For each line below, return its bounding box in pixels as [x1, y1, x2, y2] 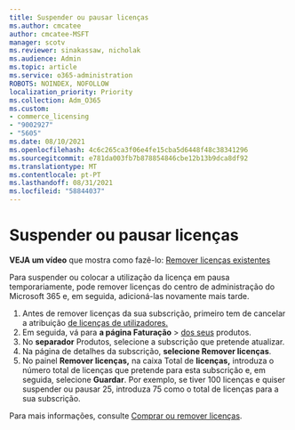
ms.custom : [9, 104, 50, 113]
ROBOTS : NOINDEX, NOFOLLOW [9, 79, 109, 88]
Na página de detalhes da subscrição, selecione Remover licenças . [21, 345, 272, 356]
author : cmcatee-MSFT [9, 29, 90, 38]
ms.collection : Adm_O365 [9, 95, 101, 105]
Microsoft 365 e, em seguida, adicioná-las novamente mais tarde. [9, 290, 250, 301]
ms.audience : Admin [9, 54, 82, 63]
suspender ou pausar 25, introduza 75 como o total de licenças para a [21, 384, 279, 394]
